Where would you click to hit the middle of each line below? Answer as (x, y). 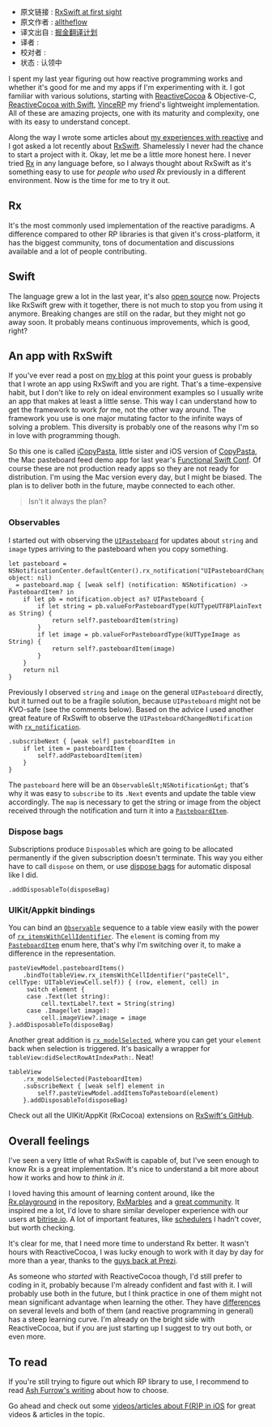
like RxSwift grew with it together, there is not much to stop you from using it (136, 305)
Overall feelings (49, 1141)
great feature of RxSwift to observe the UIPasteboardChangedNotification (130, 718)
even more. (27, 1337)
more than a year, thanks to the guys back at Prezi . (93, 1261)
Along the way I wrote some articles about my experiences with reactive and (136, 137)
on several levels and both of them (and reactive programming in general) (131, 1311)
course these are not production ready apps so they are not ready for (124, 469)
